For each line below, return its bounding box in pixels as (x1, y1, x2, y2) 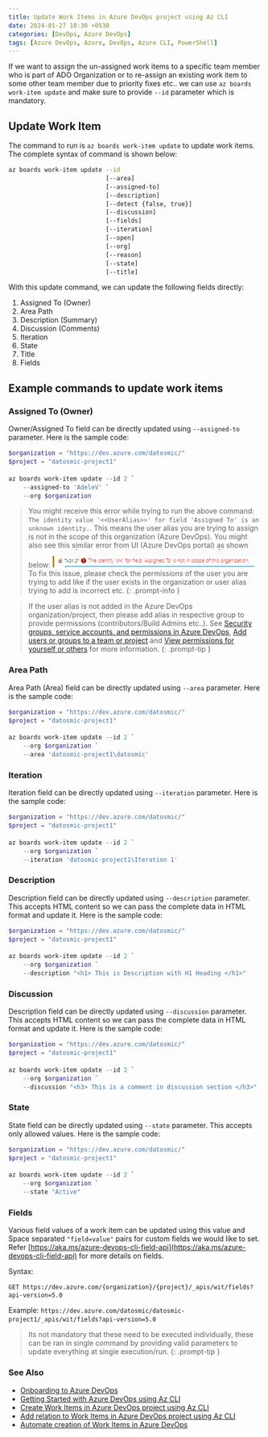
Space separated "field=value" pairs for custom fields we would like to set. (8, 1234, 260, 1243)
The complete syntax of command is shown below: (8, 149, 178, 159)
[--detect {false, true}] (105, 200, 193, 208)
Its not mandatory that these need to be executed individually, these (27, 1330, 254, 1339)
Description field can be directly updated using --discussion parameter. (8, 1006, 247, 1016)
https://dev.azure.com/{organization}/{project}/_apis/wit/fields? (23, 1283, 254, 1292)
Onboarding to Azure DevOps (19, 1385, 118, 1395)
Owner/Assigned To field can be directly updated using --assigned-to (8, 424, 240, 434)
